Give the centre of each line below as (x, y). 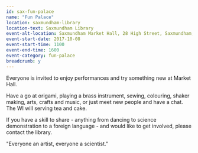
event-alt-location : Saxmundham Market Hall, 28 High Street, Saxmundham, (100, 34)
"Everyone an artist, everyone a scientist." (57, 144)
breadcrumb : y (24, 61)
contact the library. (29, 132)
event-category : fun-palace (41, 56)
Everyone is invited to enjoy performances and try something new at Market (98, 78)
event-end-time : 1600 (33, 50)
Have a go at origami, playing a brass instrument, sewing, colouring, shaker (98, 96)
